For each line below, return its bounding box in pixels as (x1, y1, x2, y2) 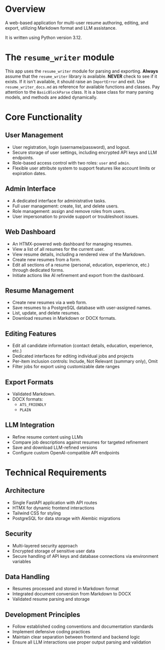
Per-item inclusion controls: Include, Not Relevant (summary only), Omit (12, 358, 158, 364)
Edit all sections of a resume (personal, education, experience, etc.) (12, 262, 150, 268)
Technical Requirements (5, 467, 107, 478)
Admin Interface (5, 185, 56, 193)
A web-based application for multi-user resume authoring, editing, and (5, 20, 149, 26)
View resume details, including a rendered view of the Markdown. (12, 251, 146, 257)
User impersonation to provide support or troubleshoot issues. (12, 213, 139, 219)
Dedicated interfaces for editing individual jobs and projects (12, 353, 134, 359)
